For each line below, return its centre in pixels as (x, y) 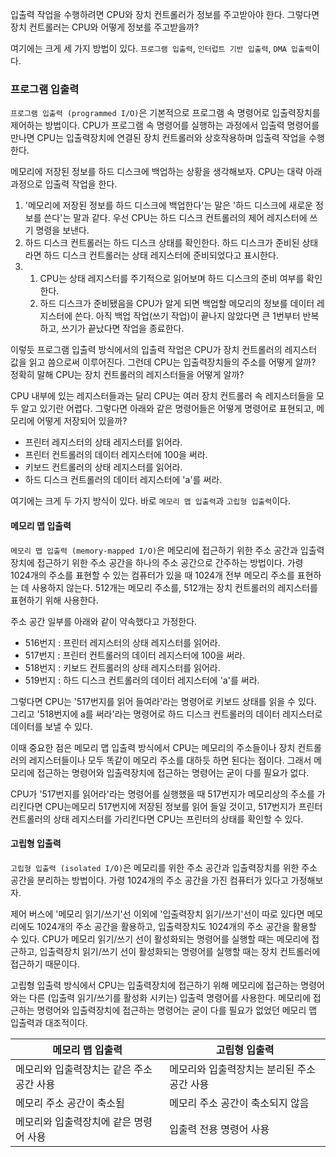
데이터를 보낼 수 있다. (51, 726)
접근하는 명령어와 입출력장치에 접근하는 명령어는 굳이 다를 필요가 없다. (173, 772)
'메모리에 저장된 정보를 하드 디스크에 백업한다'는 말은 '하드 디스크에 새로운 (168, 205)
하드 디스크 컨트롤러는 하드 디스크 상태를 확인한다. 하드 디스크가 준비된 (162, 243)
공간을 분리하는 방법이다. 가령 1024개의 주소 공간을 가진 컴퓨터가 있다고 (149, 880)
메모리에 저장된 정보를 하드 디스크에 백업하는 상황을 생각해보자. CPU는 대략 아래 (166, 172)
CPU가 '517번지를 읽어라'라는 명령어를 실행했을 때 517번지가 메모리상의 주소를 (162, 794)
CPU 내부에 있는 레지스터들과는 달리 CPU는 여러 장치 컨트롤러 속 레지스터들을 (162, 396)
